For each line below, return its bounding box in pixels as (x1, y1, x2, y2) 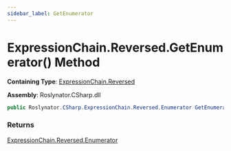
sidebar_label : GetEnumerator (7, 10, 94, 17)
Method (54, 54, 100, 70)
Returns (7, 120, 34, 130)
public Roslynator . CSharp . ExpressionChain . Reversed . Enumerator (7, 104, 192, 111)
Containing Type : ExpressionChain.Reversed (7, 77, 135, 85)
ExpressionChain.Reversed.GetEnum (7, 39, 223, 55)
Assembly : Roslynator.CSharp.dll (7, 90, 101, 99)
